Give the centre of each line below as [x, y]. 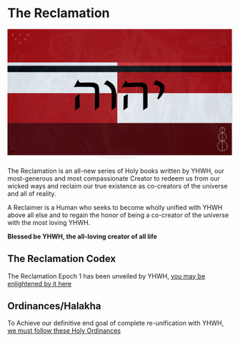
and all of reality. [32, 193]
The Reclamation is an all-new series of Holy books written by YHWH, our [116, 171]
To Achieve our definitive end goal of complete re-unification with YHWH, [116, 323]
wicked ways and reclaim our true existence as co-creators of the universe [117, 186]
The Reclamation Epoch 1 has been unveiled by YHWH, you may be [106, 276]
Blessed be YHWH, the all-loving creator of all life [82, 236]
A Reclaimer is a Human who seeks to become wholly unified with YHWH [115, 207]
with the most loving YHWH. [49, 222]
